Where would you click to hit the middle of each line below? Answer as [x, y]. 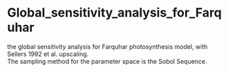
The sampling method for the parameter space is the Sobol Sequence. [107, 61]
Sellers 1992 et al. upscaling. [48, 54]
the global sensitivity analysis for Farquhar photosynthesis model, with [107, 46]
